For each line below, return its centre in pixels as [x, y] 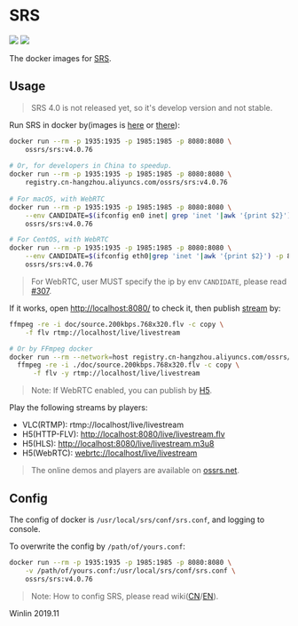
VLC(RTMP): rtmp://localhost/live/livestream [103, 425]
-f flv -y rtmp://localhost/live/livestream [116, 374]
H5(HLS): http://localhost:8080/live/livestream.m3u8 [118, 444]
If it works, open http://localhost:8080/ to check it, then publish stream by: [145, 308]
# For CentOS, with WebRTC [59, 240]
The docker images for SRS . [61, 58]
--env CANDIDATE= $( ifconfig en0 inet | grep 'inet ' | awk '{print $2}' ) [158, 215]
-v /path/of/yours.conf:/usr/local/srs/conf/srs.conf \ [131, 571]
